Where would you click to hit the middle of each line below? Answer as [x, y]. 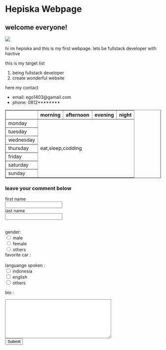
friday [15, 156]
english [20, 277]
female [20, 244]
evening [104, 115]
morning [50, 115]
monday [18, 123]
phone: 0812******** [36, 102]
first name [16, 199]
